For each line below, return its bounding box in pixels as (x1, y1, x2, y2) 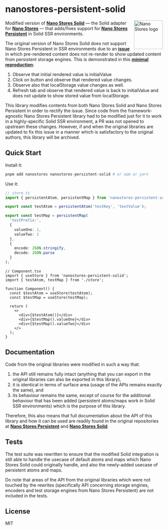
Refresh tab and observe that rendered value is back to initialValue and (12, 87, 158, 93)
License (5, 507, 30, 515)
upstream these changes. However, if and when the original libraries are (5, 124, 153, 130)
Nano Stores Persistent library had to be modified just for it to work (24, 113, 162, 119)
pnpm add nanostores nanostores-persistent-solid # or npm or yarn (5, 172, 149, 177)
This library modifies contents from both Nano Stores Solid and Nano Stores (5, 102, 162, 108)
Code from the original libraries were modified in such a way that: (5, 361, 140, 367)
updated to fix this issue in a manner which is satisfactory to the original (5, 129, 153, 135)
